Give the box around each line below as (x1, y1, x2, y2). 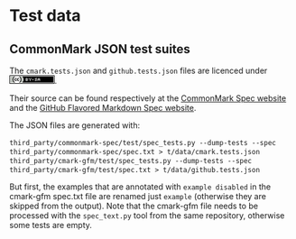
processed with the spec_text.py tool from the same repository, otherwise (9, 210, 285, 221)
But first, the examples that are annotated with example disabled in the (9, 181, 272, 192)
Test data (9, 5, 81, 26)
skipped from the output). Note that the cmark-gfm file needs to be (9, 200, 259, 211)
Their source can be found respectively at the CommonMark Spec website (9, 93, 287, 104)
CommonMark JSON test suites (9, 41, 191, 57)
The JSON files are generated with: (9, 120, 141, 131)
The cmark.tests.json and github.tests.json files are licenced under (9, 65, 268, 76)
